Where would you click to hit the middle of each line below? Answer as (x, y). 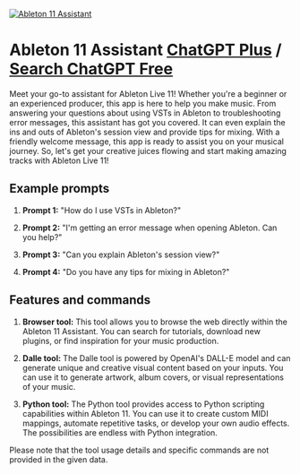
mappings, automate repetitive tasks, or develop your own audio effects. (156, 423)
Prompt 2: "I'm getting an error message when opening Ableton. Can (150, 228)
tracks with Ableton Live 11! (59, 160)
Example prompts (60, 189)
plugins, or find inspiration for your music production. (120, 340)
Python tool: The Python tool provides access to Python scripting (143, 404)
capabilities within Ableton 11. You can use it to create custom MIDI (145, 413)
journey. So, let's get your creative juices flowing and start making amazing (148, 151)
